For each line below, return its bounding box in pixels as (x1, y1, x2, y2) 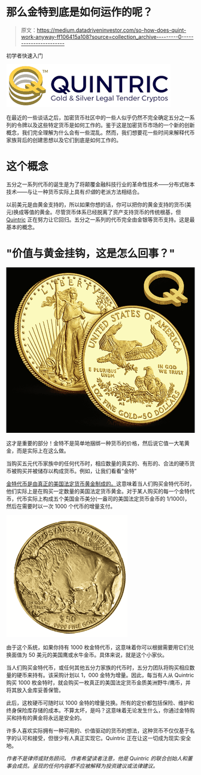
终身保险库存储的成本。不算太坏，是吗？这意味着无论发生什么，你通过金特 (6, 707, 190, 714)
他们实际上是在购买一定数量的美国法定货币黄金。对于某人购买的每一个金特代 (6, 487, 195, 495)
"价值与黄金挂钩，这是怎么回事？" (6, 247, 175, 261)
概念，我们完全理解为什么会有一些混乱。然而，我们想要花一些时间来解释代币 (6, 128, 195, 136)
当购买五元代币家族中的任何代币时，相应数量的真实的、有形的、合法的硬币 (6, 460, 190, 467)
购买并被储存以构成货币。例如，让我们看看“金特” (16, 467, 137, 474)
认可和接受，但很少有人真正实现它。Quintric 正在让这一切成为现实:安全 (16, 734, 191, 741)
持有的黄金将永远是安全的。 (16, 714, 85, 721)
